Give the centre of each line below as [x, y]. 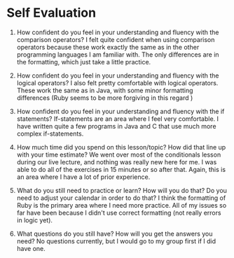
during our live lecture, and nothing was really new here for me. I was [117, 162]
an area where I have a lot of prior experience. [83, 177]
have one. [31, 248]
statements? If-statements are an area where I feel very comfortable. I [117, 119]
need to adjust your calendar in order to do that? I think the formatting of [121, 198]
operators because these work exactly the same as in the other [108, 47]
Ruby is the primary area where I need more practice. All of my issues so [122, 205]
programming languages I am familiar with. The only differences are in [118, 55]
